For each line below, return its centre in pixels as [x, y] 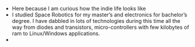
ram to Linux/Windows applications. [56, 33]
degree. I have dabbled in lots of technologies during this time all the [96, 21]
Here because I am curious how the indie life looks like [79, 9]
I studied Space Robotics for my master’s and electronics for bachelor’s [100, 15]
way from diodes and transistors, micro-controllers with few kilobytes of [100, 27]
